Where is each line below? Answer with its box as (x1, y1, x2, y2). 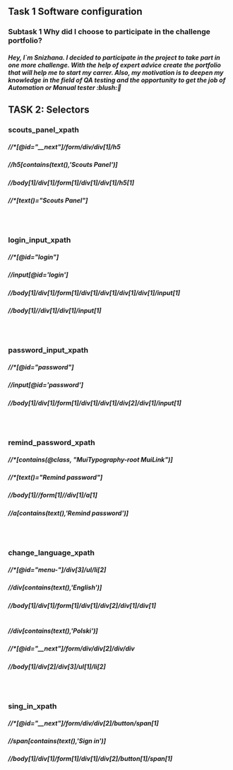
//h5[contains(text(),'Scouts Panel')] (8, 161, 119, 169)
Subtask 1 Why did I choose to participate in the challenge (8, 27, 210, 37)
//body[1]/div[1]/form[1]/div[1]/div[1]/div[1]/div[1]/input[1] (8, 288, 181, 297)
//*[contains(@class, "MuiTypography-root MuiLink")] (8, 455, 173, 464)
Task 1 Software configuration (8, 6, 143, 18)
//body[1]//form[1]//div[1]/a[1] (8, 491, 97, 500)
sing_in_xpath (8, 701, 57, 711)
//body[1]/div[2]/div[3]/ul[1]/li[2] (8, 662, 107, 671)
